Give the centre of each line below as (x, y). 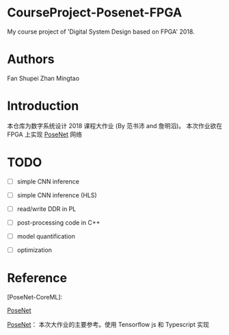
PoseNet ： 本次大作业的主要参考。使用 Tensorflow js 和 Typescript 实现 (108, 325)
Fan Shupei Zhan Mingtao (43, 78)
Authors (31, 59)
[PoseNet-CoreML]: (35, 297)
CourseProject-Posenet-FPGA (95, 13)
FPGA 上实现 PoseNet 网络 (44, 134)
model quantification (46, 236)
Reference (37, 278)
